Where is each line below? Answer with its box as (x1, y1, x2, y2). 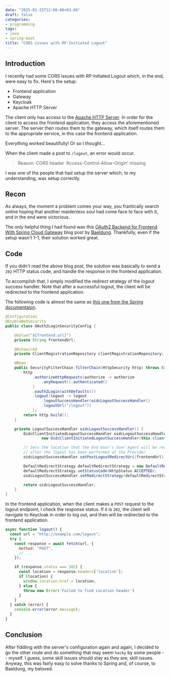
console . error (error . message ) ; (14, 607, 80, 612)
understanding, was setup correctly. (5, 175, 81, 181)
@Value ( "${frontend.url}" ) (14, 332, 71, 338)
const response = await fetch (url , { (14, 541, 94, 546)
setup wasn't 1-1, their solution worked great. (5, 235, 99, 241)
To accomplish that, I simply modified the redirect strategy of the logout (5, 278, 155, 285)
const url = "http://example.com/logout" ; (10, 532, 101, 537)
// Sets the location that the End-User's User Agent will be (23, 445, 157, 450)
